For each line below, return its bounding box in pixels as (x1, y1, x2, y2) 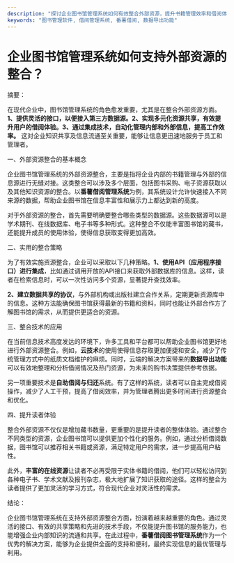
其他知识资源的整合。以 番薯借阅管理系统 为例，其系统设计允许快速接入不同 (13, 188, 227, 196)
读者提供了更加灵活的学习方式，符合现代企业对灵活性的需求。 (7, 484, 185, 493)
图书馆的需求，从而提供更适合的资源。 (13, 308, 123, 316)
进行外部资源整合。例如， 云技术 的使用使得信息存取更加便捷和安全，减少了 (7, 346, 221, 354)
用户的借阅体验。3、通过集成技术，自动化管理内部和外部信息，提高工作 (13, 123, 219, 131)
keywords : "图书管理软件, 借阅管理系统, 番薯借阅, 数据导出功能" (7, 17, 178, 24)
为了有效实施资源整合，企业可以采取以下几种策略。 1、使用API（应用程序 (7, 258, 216, 267)
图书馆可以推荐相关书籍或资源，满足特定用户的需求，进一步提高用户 (19, 443, 214, 451)
